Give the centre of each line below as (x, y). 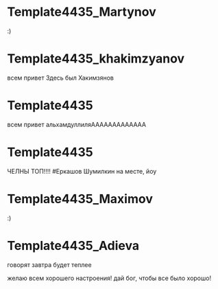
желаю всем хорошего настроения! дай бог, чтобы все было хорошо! (109, 278)
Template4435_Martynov (82, 12)
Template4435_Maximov (80, 199)
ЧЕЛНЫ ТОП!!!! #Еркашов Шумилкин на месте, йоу (82, 171)
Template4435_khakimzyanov (96, 59)
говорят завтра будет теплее (49, 264)
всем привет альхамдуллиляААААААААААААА (76, 124)
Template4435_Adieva (73, 245)
